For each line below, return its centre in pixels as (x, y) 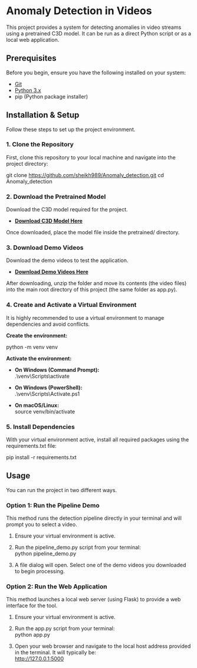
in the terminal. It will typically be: (55, 653)
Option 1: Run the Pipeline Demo (53, 505)
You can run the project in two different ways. (61, 490)
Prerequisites (31, 58)
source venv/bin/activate (45, 411)
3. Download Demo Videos (45, 248)
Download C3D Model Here (48, 221)
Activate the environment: (39, 358)
